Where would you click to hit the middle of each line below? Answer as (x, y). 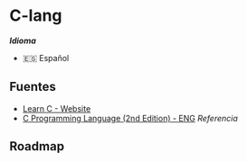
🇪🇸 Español (46, 58)
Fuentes (33, 87)
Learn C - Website (57, 108)
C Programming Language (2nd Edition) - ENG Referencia (130, 118)
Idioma (23, 40)
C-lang (36, 16)
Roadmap (37, 146)
